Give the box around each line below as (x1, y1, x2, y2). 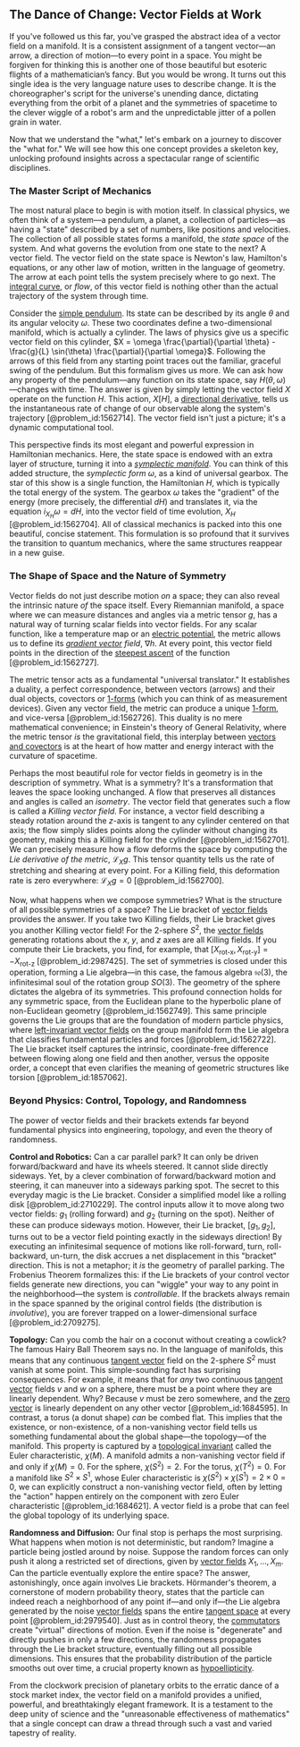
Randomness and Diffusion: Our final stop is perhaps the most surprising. (9, 1528, 283, 1538)
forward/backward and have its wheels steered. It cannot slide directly (9, 1161, 269, 1172)
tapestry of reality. (9, 1727, 78, 1739)
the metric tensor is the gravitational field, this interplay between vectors (9, 731, 277, 742)
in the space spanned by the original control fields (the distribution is (9, 1298, 262, 1309)
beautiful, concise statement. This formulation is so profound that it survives (9, 528, 290, 540)
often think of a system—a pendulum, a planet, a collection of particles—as (9, 215, 286, 226)
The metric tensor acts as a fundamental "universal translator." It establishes (9, 674, 290, 685)
